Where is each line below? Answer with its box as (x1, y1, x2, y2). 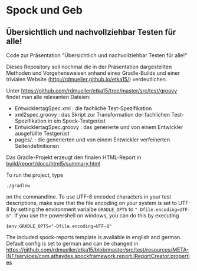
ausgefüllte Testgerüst (14, 130, 70, 137)
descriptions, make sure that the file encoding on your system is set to (6, 200, 177, 206)
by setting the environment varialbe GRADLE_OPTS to (11, 206, 134, 213)
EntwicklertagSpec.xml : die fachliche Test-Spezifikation (14, 105, 152, 112)
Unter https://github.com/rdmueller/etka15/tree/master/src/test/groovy (6, 87, 178, 94)
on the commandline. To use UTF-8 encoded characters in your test (6, 193, 172, 200)
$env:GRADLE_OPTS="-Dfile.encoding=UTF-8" (6, 223, 112, 229)
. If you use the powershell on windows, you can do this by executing (11, 212, 179, 219)
